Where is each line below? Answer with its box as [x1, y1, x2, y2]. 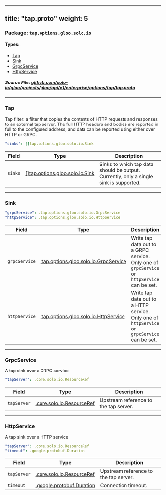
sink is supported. [99, 179, 141, 186]
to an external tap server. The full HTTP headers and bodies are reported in [5, 121, 159, 127]
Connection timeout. [100, 482, 147, 489]
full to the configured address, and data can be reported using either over [5, 126, 155, 132]
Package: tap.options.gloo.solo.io [5, 29, 91, 36]
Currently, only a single [99, 173, 153, 180]
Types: [5, 41, 20, 47]
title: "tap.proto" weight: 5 [5, 14, 88, 23]
